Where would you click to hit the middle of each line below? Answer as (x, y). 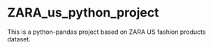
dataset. (19, 39)
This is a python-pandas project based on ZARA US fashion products (106, 32)
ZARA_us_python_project (83, 13)
